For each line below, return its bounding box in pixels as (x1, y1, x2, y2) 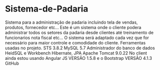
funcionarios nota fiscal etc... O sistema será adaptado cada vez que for (5, 35, 149, 41)
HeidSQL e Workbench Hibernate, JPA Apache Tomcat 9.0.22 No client (5, 50, 147, 56)
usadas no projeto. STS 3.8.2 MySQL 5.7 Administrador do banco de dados (5, 45, 155, 51)
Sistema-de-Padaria (5, 3, 88, 14)
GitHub (5, 60, 19, 66)
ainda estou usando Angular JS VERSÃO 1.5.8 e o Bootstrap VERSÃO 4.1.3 (5, 55, 152, 61)
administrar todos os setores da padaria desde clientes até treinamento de (5, 29, 154, 35)
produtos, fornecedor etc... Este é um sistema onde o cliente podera (5, 24, 142, 30)
